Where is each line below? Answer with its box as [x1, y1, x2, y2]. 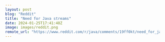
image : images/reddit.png [5, 25, 58, 30]
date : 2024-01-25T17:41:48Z [5, 20, 63, 26]
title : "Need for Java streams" [5, 16, 71, 21]
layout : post [5, 7, 32, 12]
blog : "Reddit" [5, 12, 36, 16]
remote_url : [5, 29, 29, 34]
